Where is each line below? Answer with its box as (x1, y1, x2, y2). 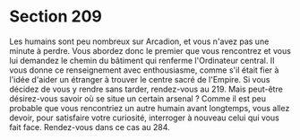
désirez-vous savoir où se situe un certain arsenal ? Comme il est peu (9, 92, 267, 104)
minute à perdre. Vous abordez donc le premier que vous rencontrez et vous (9, 45, 291, 56)
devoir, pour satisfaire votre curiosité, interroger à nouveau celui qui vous (9, 112, 280, 123)
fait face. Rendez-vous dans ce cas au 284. (9, 121, 170, 132)
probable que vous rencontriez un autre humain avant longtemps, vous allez (9, 102, 290, 113)
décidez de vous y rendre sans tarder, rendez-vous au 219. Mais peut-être (9, 83, 284, 94)
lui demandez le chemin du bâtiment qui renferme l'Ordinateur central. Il (9, 55, 275, 66)
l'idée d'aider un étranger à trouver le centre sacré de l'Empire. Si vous (9, 74, 270, 84)
